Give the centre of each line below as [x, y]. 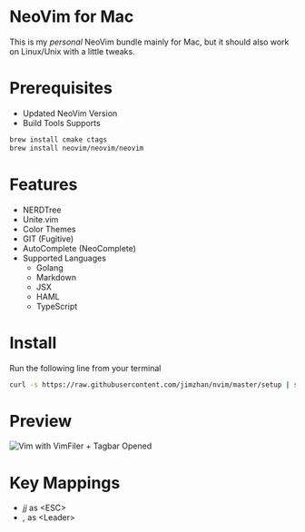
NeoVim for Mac [72, 17]
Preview [41, 421]
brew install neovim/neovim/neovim [77, 148]
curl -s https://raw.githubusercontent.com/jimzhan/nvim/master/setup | [150, 384]
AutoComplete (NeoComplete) [79, 248]
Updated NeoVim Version [70, 113]
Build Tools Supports [62, 123]
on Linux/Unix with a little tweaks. [72, 51]
